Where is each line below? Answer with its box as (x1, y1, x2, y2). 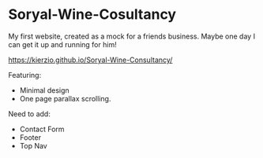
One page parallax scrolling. (19, 94, 111, 103)
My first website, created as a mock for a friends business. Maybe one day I (8, 31, 255, 41)
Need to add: (8, 108, 51, 119)
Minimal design (19, 85, 70, 95)
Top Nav (19, 141, 47, 150)
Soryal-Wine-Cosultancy (8, 6, 176, 24)
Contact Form (19, 124, 65, 134)
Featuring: (8, 70, 42, 79)
